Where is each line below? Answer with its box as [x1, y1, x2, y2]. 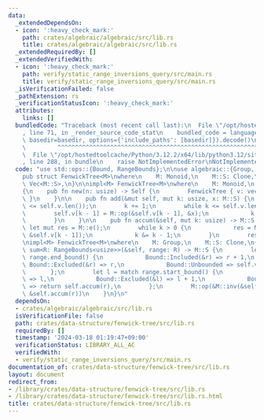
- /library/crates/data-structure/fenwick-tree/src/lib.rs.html [8, 392, 223, 400]
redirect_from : [8, 377, 58, 386]
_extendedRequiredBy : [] [15, 48, 97, 56]
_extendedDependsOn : [15, 19, 82, 27]
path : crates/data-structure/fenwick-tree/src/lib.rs [15, 319, 195, 327]
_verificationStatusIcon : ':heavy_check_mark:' [15, 99, 174, 107]
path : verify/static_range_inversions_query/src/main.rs [22, 70, 213, 78]
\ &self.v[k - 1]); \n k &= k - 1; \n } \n [22, 232, 220, 240]
